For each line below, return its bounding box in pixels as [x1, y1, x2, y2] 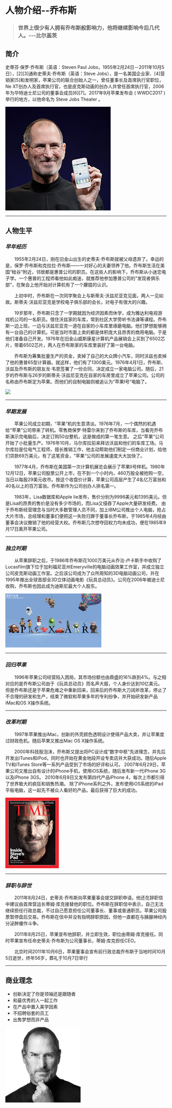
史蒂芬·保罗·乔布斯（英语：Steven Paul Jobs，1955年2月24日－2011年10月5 [5, 64, 165, 70]
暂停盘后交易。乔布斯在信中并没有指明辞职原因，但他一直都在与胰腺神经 [9, 914, 162, 920]
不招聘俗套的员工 [12, 1010, 49, 1016]
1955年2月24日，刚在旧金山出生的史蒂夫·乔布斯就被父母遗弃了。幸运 [14, 256, 160, 262]
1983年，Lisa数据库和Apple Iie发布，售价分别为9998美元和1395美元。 [14, 493, 162, 500]
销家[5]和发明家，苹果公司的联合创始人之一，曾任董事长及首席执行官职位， [5, 77, 164, 83]
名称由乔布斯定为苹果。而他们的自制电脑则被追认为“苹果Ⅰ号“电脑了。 [5, 378, 150, 385]
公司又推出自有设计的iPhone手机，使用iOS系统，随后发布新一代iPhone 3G [9, 768, 166, 774]
